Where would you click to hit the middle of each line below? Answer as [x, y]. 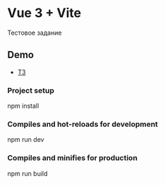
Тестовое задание [35, 33]
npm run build [28, 173]
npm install [23, 106]
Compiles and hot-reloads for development [83, 124]
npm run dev [26, 140]
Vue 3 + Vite [44, 13]
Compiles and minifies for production [72, 158]
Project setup [31, 90]
